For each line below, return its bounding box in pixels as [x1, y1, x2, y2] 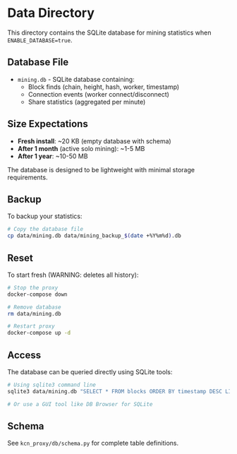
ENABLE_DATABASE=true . [7, 35, 73, 44]
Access [7, 349, 41, 361]
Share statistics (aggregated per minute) [28, 97, 146, 106]
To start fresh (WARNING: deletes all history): [7, 270, 139, 279]
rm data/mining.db [7, 310, 61, 317]
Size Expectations [7, 118, 88, 130]
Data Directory [7, 5, 95, 21]
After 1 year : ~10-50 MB [17, 152, 88, 160]
